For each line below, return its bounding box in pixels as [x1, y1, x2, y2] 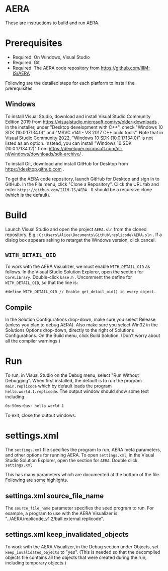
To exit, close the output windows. [5, 412, 76, 419]
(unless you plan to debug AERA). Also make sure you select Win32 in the [5, 322, 158, 328]
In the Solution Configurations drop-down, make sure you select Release [5, 316, 156, 323]
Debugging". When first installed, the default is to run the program [5, 378, 142, 384]
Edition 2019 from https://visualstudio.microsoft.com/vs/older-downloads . [5, 119, 159, 125]
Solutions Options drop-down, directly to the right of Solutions [5, 327, 134, 333]
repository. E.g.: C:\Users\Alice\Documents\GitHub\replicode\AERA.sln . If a [5, 232, 162, 238]
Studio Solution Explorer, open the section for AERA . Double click [5, 458, 138, 464]
